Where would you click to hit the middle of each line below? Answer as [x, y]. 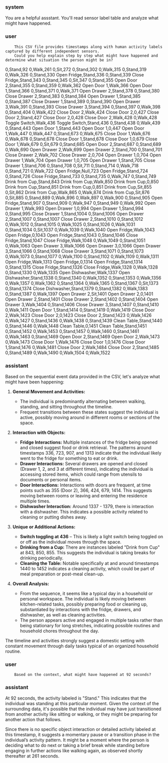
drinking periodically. [42, 558]
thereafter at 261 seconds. [32, 756]
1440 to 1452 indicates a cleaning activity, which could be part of [87, 568]
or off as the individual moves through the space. [71, 542]
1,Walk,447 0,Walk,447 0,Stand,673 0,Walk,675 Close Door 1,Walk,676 [78, 133]
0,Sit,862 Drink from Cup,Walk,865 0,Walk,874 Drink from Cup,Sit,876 [77, 192]
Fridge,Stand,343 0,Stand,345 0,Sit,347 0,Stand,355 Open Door [71, 80]
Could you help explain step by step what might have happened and [86, 56]
